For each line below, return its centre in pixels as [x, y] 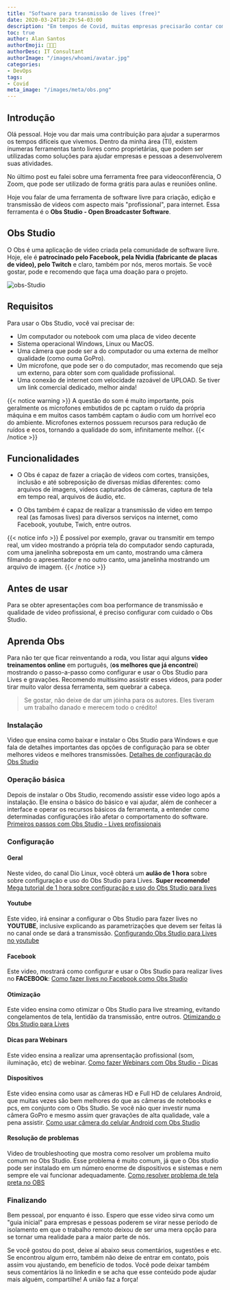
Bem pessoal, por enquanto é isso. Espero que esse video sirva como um [111, 1215]
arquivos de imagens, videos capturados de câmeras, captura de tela [115, 489]
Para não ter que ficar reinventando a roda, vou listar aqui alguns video [107, 658]
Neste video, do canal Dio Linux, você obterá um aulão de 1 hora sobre [107, 873]
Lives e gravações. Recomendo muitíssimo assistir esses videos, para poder [115, 680]
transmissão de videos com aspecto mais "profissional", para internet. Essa [114, 204]
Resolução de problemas [43, 1138]
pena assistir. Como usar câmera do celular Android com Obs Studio [104, 1122]
